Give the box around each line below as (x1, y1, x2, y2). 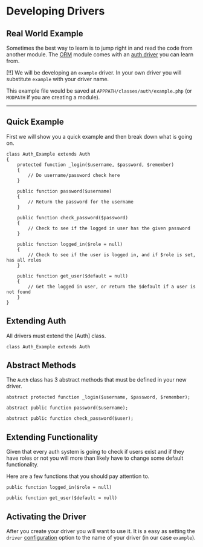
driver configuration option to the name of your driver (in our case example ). (6, 534, 196, 542)
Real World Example (6, 28, 83, 39)
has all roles (6, 257, 42, 263)
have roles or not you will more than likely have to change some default (6, 454, 184, 462)
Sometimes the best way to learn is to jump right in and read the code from (6, 44, 193, 51)
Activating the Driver (6, 511, 86, 522)
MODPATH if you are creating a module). (6, 94, 100, 101)
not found (6, 289, 31, 295)
